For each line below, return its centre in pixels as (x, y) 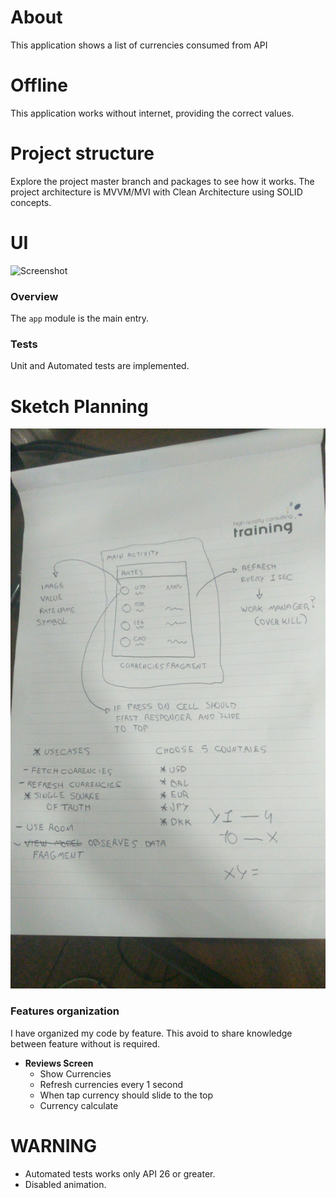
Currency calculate (79, 1105)
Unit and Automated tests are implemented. (100, 366)
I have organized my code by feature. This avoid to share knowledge (151, 1033)
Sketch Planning (79, 406)
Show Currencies (75, 1073)
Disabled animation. (65, 1184)
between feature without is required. (85, 1043)
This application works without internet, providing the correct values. (152, 113)
